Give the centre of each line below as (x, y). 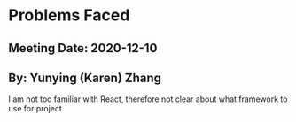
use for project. (36, 109)
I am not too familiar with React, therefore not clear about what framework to (148, 99)
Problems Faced (69, 15)
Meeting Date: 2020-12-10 (83, 48)
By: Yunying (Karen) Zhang (85, 77)
